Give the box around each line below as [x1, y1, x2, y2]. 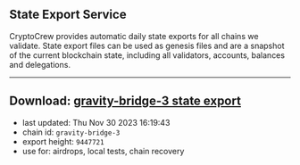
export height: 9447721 [21, 136, 104, 146]
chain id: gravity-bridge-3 [21, 127, 121, 137]
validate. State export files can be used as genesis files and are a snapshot [9, 40, 285, 51]
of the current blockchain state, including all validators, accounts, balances [9, 49, 286, 61]
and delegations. [9, 59, 71, 70]
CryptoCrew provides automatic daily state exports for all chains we [9, 30, 259, 41]
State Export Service [9, 7, 127, 22]
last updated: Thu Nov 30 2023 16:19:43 [21, 117, 171, 128]
